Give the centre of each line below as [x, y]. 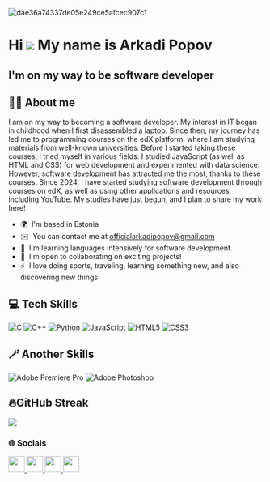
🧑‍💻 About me [42, 102]
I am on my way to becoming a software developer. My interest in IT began [133, 122]
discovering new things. [60, 277]
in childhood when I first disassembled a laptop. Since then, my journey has [134, 130]
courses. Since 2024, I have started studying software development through [135, 182]
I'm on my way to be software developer [111, 75]
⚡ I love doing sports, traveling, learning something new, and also [130, 266]
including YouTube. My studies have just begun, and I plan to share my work [135, 199]
